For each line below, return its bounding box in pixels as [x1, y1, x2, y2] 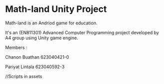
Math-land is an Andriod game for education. [5, 20, 98, 26]
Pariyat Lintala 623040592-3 [5, 64, 65, 70]
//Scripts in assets [5, 73, 42, 79]
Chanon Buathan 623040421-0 [5, 54, 69, 60]
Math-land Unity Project [5, 3, 107, 15]
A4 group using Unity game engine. [5, 35, 78, 41]
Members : [5, 44, 27, 50]
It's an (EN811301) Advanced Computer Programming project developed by [5, 29, 160, 35]
